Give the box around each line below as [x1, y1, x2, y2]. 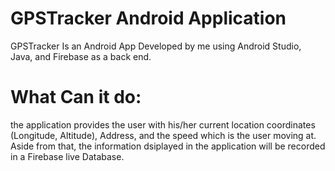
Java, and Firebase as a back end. [10, 50, 152, 62]
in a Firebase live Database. [10, 150, 125, 162]
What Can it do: [10, 86, 142, 109]
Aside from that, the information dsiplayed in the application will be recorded [10, 140, 326, 152]
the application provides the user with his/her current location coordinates [10, 118, 316, 131]
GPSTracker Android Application [10, 7, 287, 30]
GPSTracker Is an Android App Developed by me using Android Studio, [10, 40, 302, 52]
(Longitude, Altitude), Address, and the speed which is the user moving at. [10, 129, 317, 141]
